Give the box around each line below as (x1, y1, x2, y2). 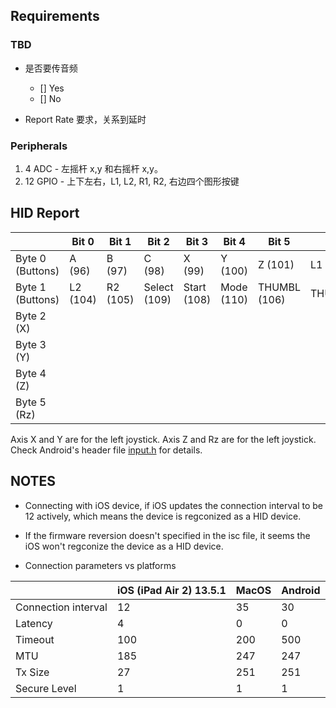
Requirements (10, 8, 100, 25)
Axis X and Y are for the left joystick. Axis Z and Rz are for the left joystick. (10, 433, 317, 445)
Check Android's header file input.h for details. (10, 444, 203, 456)
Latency (15, 616, 53, 630)
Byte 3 (15, 337, 47, 351)
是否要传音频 (24, 62, 78, 74)
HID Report (10, 205, 80, 222)
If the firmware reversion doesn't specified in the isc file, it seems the (24, 529, 311, 541)
